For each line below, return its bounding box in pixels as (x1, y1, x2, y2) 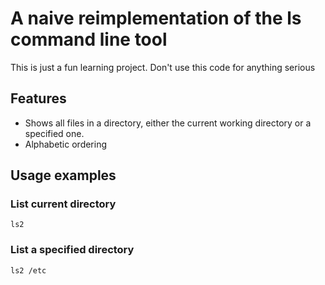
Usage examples (10, 167, 117, 184)
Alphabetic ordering (24, 138, 108, 150)
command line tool (10, 28, 168, 51)
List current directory (10, 197, 117, 211)
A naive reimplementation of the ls (10, 7, 302, 30)
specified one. (24, 127, 85, 139)
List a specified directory (10, 243, 135, 257)
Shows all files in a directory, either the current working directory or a (24, 117, 312, 129)
